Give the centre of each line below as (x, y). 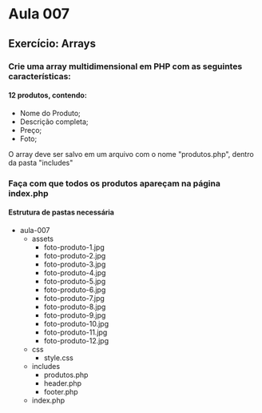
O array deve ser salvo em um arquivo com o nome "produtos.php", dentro (131, 154)
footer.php (61, 391)
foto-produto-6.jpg (75, 290)
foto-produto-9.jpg (75, 315)
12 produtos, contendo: (48, 95)
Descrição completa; (54, 122)
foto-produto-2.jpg (75, 255)
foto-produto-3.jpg (75, 264)
